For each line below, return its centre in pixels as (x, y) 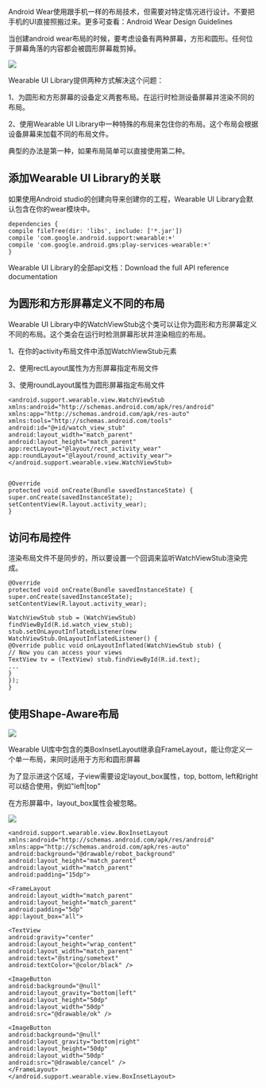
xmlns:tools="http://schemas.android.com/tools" (90, 421)
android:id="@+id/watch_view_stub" (67, 428)
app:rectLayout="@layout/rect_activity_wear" (85, 449)
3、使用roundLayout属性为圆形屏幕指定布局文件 (87, 385)
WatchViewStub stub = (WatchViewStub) (72, 618)
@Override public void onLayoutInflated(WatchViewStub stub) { (115, 646)
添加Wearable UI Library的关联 (85, 179)
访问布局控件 (40, 538)
